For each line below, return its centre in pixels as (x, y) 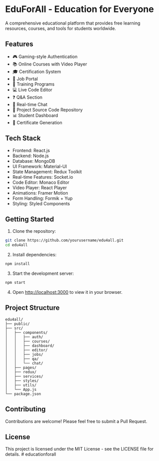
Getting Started (30, 219)
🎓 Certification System (37, 72)
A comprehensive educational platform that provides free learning (73, 23)
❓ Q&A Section (27, 97)
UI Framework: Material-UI (40, 166)
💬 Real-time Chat (30, 104)
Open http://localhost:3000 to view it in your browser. (68, 292)
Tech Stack (23, 138)
